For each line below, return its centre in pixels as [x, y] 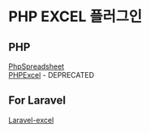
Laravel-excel [31, 120]
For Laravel [37, 101]
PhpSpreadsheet [36, 66]
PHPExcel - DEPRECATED [51, 75]
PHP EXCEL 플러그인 [75, 17]
